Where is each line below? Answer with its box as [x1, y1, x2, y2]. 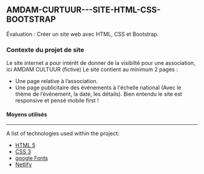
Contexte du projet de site [6, 45, 84, 54]
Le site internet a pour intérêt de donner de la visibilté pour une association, [6, 59, 195, 67]
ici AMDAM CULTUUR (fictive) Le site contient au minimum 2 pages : [6, 66, 178, 73]
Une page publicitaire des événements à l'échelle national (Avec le [15, 84, 182, 92]
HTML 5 [15, 142, 36, 149]
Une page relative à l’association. [15, 78, 98, 85]
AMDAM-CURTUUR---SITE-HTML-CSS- [6, 5, 161, 15]
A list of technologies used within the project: [6, 130, 120, 137]
